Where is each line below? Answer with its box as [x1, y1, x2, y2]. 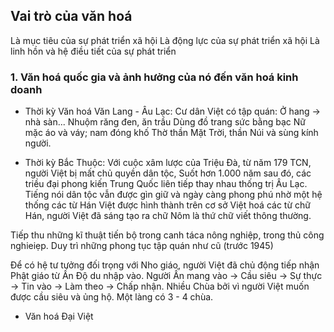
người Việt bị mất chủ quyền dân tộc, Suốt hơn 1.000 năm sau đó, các [24, 167, 312, 179]
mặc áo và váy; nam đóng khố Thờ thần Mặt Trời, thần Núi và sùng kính [24, 127, 319, 139]
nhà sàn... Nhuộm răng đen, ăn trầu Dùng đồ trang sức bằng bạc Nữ [24, 116, 306, 128]
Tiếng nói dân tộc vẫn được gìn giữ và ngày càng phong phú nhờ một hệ [24, 189, 323, 201]
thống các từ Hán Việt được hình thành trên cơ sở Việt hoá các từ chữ [24, 199, 311, 211]
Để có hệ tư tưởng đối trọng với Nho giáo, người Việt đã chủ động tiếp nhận [10, 259, 320, 271]
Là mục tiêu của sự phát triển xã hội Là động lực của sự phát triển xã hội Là [10, 34, 320, 46]
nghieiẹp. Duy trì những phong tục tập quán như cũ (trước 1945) [10, 240, 274, 252]
